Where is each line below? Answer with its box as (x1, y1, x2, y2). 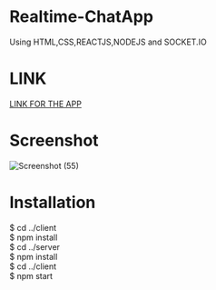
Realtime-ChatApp (9, 6, 154, 27)
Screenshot (9, 130, 99, 151)
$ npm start (9, 270, 53, 281)
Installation (9, 193, 96, 213)
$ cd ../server (9, 241, 61, 252)
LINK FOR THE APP (9, 98, 82, 109)
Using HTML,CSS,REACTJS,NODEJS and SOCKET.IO (9, 36, 207, 47)
